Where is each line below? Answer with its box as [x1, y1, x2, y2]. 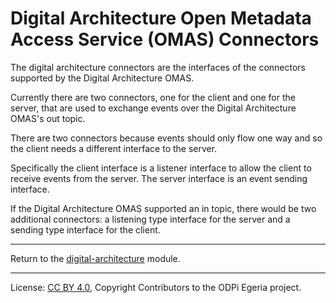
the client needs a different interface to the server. [10, 142, 218, 154]
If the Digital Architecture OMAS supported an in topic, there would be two [10, 202, 317, 214]
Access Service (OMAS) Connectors [10, 28, 320, 51]
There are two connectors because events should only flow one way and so [10, 132, 323, 144]
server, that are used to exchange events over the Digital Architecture [10, 102, 297, 114]
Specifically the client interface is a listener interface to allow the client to [10, 162, 312, 174]
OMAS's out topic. [10, 112, 86, 124]
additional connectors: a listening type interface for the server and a [10, 213, 291, 225]
